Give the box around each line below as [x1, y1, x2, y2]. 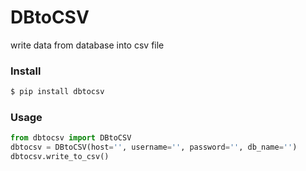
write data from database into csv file [10, 39, 165, 51]
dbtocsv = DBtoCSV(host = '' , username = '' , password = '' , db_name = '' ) [10, 142, 298, 153]
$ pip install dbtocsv [10, 87, 105, 97]
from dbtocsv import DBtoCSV [10, 133, 132, 143]
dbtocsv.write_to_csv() [10, 152, 110, 162]
